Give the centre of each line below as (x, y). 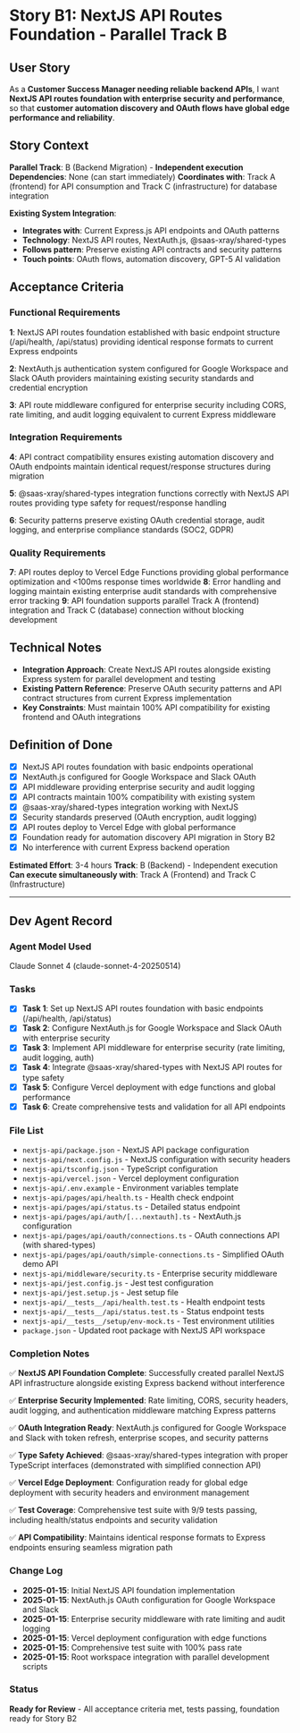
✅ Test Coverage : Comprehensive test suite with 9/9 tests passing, (133, 1510)
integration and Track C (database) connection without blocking (127, 610)
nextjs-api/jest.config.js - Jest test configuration (118, 1283)
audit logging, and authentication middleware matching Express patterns (143, 1411)
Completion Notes (50, 1354)
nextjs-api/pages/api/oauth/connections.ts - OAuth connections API (151, 1235)
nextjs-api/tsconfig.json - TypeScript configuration (120, 1168)
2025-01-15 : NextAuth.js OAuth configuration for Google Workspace (149, 1600)
